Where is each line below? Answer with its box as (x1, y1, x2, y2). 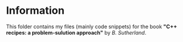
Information (6, 4, 65, 17)
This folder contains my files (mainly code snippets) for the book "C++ (6, 23, 177, 30)
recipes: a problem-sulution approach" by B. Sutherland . (6, 29, 147, 36)
